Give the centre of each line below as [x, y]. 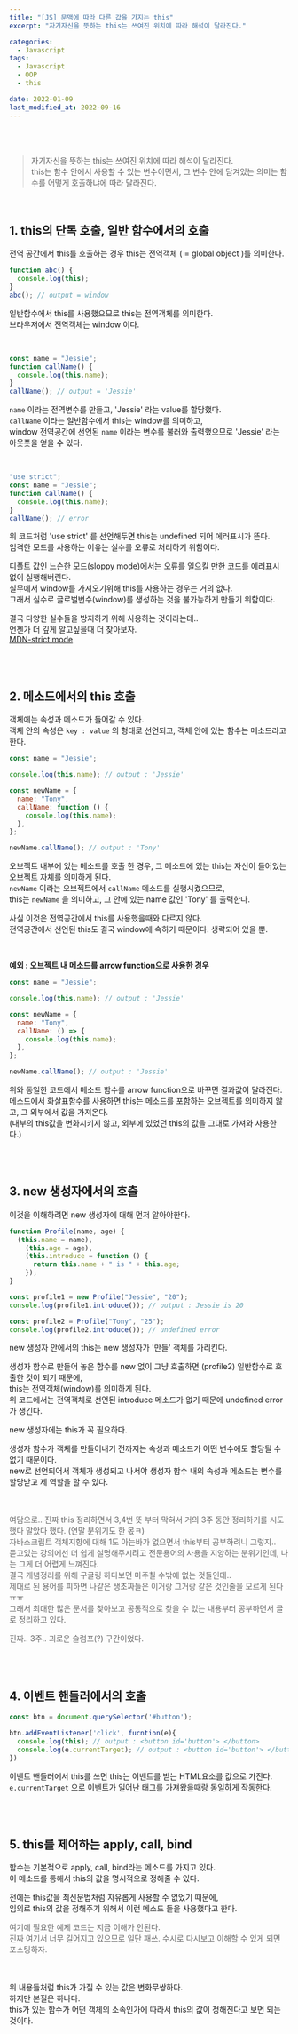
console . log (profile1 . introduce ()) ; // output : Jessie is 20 [126, 1305]
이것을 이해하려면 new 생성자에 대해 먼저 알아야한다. [100, 1215]
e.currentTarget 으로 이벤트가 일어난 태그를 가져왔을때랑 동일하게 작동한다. [141, 1787]
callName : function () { [63, 807]
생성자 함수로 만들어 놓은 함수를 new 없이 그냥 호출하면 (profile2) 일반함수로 [141, 1367]
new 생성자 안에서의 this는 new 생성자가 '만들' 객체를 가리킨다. [118, 1348]
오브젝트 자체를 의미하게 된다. [60, 877]
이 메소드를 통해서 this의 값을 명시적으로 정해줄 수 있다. [104, 1878]
